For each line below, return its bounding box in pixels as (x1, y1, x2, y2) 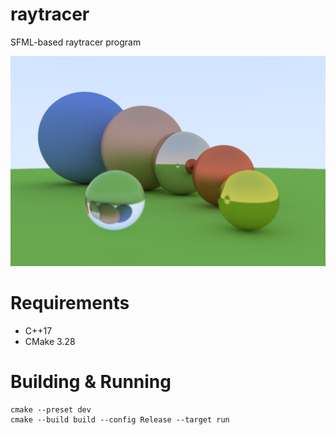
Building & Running (10, 371, 172, 393)
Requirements (10, 292, 130, 315)
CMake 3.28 (24, 335, 76, 347)
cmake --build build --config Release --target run (10, 414, 230, 425)
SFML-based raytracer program (10, 36, 142, 48)
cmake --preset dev (10, 404, 92, 415)
